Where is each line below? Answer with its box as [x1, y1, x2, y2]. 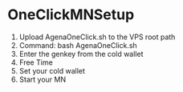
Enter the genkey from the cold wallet [18, 49, 144, 58]
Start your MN [18, 74, 66, 84]
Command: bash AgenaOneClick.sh [18, 40, 137, 50]
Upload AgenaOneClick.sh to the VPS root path [18, 32, 176, 42]
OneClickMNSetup [7, 6, 135, 24]
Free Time [18, 58, 53, 67]
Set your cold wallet [18, 66, 86, 75]
